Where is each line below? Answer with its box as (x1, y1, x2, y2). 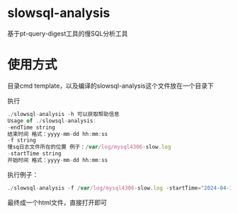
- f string (7, 137, 37, 144)
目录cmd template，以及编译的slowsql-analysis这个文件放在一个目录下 (7, 81, 214, 90)
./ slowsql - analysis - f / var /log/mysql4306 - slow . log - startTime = (7, 184, 201, 192)
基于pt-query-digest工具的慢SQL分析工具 (7, 29, 128, 38)
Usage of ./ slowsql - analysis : (7, 117, 97, 125)
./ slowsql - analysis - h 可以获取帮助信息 (7, 110, 120, 117)
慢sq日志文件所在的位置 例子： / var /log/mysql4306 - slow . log (7, 144, 171, 151)
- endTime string (7, 124, 55, 131)
